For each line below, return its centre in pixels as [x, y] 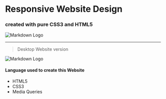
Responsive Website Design [64, 9]
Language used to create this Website [45, 70]
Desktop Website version [43, 49]
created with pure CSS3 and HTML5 [49, 25]
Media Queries [27, 92]
